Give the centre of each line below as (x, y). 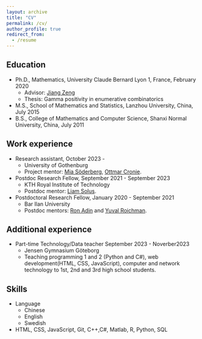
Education (26, 65)
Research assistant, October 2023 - (60, 158)
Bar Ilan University (47, 204)
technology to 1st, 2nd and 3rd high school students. (90, 270)
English (33, 316)
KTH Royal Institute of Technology (67, 184)
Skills (17, 289)
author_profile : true (34, 29)
